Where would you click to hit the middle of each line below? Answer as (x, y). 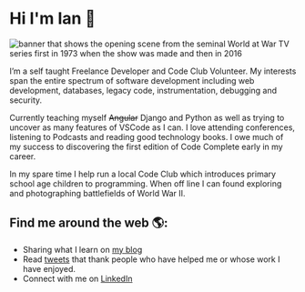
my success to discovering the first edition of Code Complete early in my (147, 146)
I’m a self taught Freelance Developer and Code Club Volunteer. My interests (153, 71)
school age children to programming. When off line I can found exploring (146, 183)
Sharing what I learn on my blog (82, 249)
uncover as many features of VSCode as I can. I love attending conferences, (152, 127)
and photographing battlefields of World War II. (97, 193)
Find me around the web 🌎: (89, 223)
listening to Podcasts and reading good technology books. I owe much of (147, 136)
